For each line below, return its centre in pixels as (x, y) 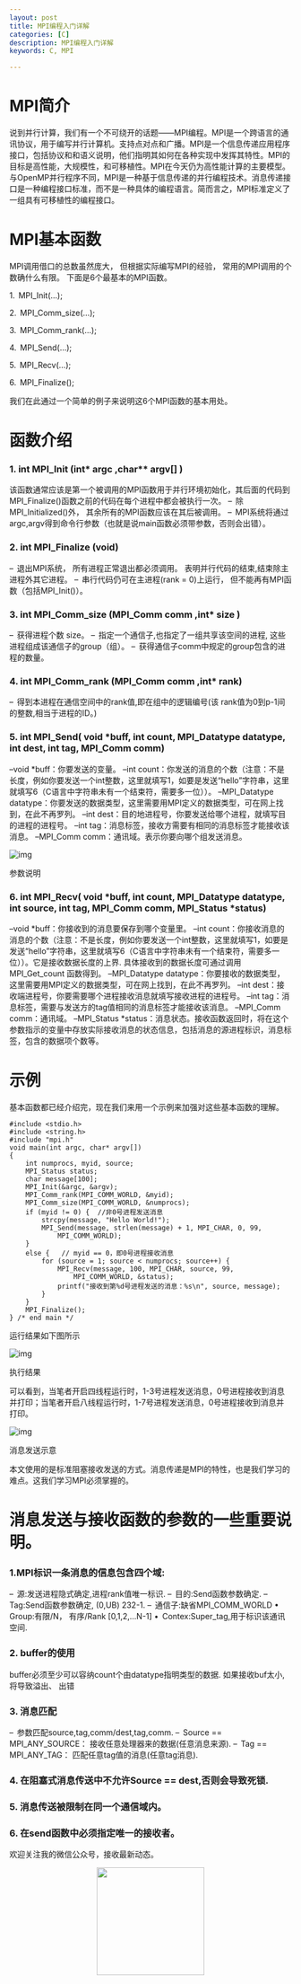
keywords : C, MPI (42, 51)
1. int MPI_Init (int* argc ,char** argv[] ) (96, 470)
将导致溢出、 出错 (42, 1686)
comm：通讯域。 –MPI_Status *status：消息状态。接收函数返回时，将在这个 (149, 1018)
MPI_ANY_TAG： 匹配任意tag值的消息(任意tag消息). (104, 1755)
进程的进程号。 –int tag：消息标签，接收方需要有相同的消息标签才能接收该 (153, 825)
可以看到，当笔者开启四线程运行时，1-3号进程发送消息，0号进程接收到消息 (147, 1391)
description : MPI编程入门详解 (61, 43)
